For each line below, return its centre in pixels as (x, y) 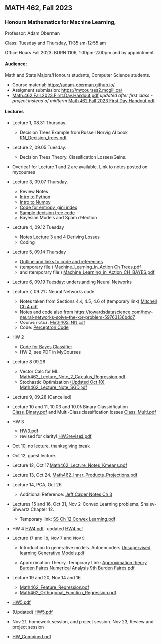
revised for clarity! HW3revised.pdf (56, 436)
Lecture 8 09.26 (29, 362)
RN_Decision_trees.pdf (43, 138)
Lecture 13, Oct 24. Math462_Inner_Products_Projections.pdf (75, 475)
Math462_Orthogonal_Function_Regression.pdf (68, 593)
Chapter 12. (42, 509)
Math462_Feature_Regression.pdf (54, 587)
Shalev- (148, 504)
